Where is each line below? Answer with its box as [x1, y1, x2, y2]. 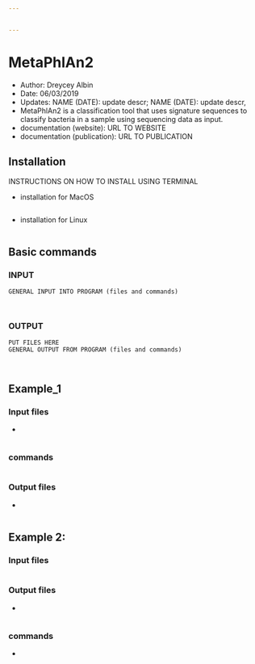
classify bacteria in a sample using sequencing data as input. [19, 114, 224, 124]
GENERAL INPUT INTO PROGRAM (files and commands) [8, 288, 179, 296]
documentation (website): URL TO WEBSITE [19, 123, 167, 132]
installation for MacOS [19, 191, 94, 202]
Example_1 [8, 381, 62, 396]
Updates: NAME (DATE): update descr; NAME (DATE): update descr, [19, 97, 246, 107]
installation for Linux [19, 215, 88, 225]
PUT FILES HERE [8, 338, 60, 347]
